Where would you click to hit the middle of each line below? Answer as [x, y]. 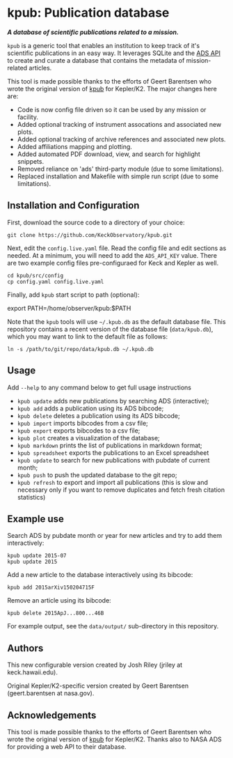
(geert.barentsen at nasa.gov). [51, 693]
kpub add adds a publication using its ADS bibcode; [90, 408]
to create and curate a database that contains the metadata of [96, 60]
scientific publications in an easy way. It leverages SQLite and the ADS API [114, 53]
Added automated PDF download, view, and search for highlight [109, 154]
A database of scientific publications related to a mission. [93, 32]
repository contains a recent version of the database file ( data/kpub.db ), [110, 329]
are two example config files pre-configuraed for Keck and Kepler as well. [113, 263]
